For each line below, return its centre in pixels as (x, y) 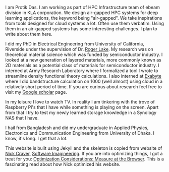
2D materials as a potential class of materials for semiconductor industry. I (82, 65)
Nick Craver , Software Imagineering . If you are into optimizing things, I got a (84, 154)
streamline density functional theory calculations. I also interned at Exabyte (83, 76)
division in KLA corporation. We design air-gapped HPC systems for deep (82, 13)
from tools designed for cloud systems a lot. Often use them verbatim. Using (85, 23)
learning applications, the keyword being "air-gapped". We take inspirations (84, 18)
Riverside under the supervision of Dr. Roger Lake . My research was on (79, 49)
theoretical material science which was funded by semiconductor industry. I (84, 54)
